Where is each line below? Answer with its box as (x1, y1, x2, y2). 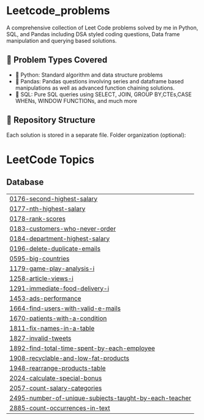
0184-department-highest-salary (9, 234, 110, 243)
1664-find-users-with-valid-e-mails (9, 304, 121, 313)
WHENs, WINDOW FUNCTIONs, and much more (15, 97, 138, 104)
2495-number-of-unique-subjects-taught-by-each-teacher (9, 394, 192, 402)
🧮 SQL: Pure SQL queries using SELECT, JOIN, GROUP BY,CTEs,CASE (15, 90, 192, 98)
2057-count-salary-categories (9, 384, 102, 392)
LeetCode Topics (6, 153, 95, 166)
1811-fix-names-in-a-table (9, 324, 95, 332)
